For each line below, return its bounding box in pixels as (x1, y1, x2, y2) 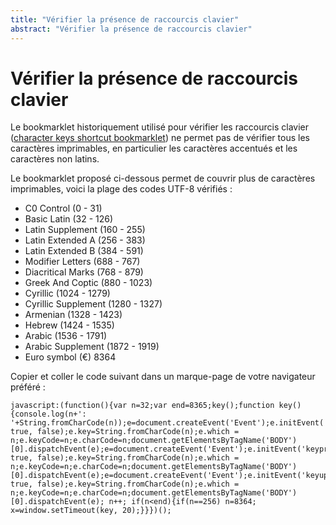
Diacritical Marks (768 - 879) (24, 266, 144, 278)
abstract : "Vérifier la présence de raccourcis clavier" (10, 24, 253, 34)
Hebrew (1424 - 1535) (24, 319, 115, 331)
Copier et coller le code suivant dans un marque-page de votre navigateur (10, 371, 316, 383)
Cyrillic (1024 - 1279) (24, 287, 111, 300)
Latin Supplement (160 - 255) (24, 224, 146, 236)
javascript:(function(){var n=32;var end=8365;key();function (10, 401, 275, 411)
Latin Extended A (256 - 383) (24, 234, 146, 246)
